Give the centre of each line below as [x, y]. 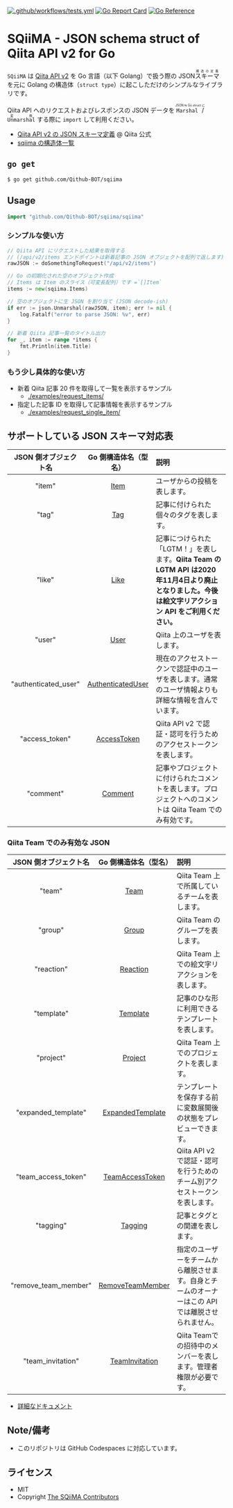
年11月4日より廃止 [187, 581]
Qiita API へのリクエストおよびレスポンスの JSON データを [91, 110]
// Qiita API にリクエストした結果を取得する [66, 250]
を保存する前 [197, 1097]
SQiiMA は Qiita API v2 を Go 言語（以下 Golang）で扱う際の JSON [101, 76]
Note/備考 [29, 1430]
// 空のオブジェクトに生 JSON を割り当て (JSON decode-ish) [88, 301]
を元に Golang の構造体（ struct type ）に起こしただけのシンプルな [103, 84]
